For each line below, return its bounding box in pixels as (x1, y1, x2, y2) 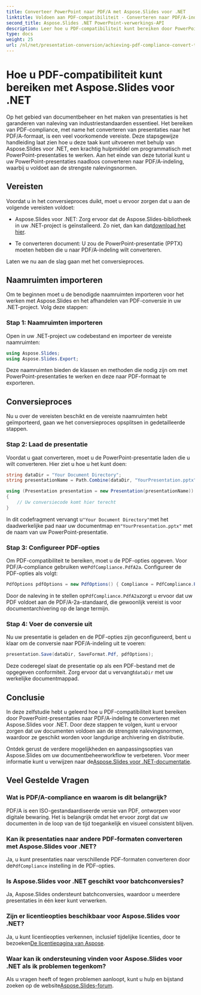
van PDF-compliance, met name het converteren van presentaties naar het (6, 126, 190, 133)
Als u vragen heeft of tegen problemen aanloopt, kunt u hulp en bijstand (6, 975, 184, 982)
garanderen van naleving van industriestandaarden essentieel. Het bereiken (6, 119, 193, 126)
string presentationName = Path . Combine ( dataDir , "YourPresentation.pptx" (6, 477, 197, 483)
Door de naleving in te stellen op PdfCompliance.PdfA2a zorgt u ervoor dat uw (6, 592, 193, 600)
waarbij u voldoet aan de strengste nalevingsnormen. (6, 164, 138, 171)
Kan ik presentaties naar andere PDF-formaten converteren (6, 834, 182, 843)
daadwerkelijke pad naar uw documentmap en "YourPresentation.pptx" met (6, 522, 193, 529)
